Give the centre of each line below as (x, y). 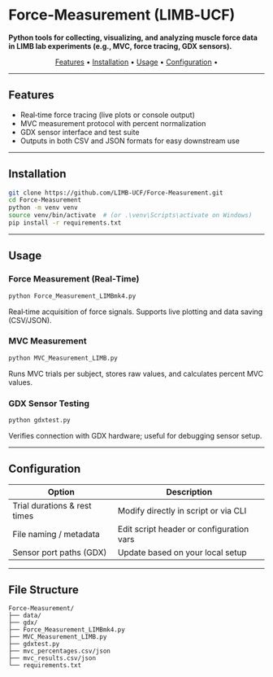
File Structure (43, 590)
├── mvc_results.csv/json (52, 658)
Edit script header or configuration (183, 529)
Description (189, 491)
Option (61, 491)
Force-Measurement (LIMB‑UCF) (122, 15)
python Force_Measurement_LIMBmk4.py (72, 296)
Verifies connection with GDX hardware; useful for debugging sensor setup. (135, 435)
